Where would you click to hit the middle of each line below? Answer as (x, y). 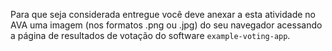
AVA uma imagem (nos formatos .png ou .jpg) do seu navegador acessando (166, 25)
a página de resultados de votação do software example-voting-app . (150, 35)
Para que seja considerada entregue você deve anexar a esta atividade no (163, 14)
